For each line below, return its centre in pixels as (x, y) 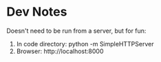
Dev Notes (37, 12)
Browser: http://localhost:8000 (60, 51)
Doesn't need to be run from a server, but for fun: (76, 31)
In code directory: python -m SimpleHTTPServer (85, 44)
